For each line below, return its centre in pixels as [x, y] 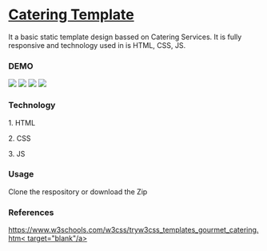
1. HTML [22, 122]
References [31, 212]
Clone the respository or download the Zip [78, 191]
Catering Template [71, 15]
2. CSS [20, 138]
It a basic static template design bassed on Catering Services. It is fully [125, 37]
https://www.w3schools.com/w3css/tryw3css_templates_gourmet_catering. [133, 230]
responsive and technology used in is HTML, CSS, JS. [97, 45]
